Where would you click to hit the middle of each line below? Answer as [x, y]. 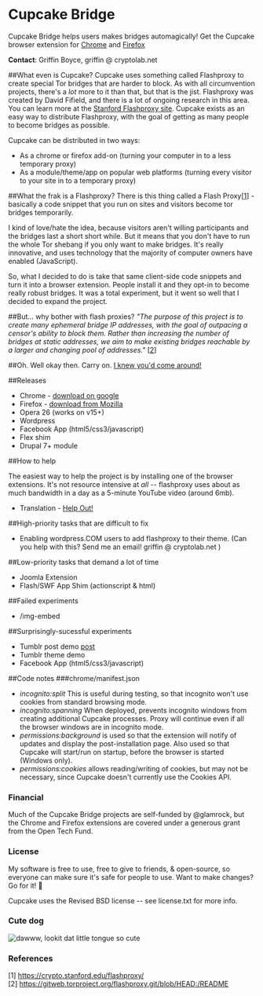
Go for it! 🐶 [26, 885]
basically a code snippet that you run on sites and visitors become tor [121, 204]
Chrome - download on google [69, 395]
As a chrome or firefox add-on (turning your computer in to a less [125, 156]
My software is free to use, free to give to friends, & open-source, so [119, 869]
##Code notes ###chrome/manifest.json [74, 678]
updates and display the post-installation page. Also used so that [124, 743]
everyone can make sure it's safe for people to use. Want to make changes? [131, 877]
